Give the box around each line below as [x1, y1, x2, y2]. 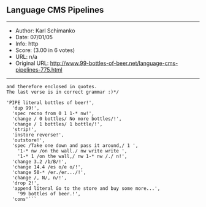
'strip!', [12, 126, 37, 132]
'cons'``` [12, 196, 37, 202]
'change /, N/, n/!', [12, 175, 67, 181]
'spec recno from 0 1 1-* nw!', [12, 110, 95, 116]
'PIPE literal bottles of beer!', [6, 99, 95, 106]
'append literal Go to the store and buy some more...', [12, 185, 161, 192]
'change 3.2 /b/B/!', [12, 159, 67, 165]
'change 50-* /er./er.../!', [12, 169, 86, 175]
